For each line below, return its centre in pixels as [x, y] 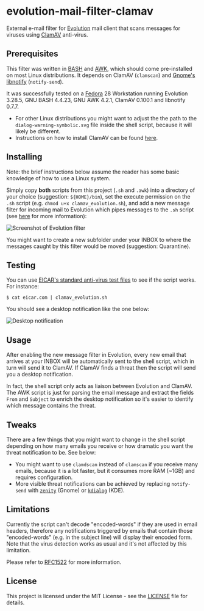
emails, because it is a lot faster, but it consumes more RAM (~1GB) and [105, 471]
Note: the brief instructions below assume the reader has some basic [93, 172]
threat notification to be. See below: [51, 452]
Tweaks [22, 425]
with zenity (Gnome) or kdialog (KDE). [76, 490]
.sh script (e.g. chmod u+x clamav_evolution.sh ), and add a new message [98, 203]
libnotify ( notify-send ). [35, 81]
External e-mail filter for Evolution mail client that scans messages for [93, 28]
